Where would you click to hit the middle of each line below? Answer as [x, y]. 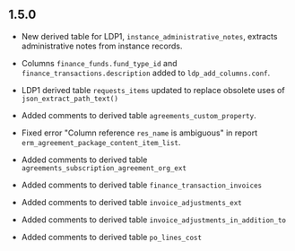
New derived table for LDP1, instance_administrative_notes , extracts [149, 36]
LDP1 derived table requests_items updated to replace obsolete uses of [153, 90]
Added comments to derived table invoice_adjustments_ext [132, 202]
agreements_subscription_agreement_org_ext [104, 168]
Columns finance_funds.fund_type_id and [99, 63]
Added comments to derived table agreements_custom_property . [139, 115]
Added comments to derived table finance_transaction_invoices [141, 185]
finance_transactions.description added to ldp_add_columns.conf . [146, 73]
